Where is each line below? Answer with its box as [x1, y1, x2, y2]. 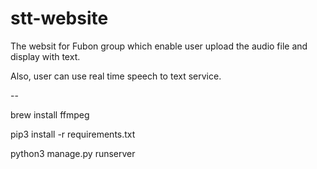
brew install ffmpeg [10, 108, 90, 121]
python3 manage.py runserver [10, 147, 136, 159]
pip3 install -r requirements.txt [10, 128, 136, 140]
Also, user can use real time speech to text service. [10, 70, 222, 82]
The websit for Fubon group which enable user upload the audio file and [10, 40, 308, 52]
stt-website [10, 7, 109, 30]
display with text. [10, 50, 81, 62]
